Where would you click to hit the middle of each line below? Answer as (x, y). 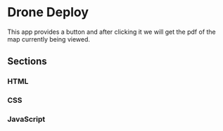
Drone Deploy (48, 12)
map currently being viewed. (49, 39)
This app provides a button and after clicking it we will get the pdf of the (111, 32)
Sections (27, 62)
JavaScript (26, 119)
